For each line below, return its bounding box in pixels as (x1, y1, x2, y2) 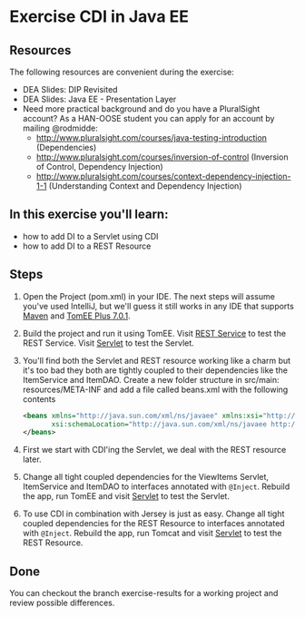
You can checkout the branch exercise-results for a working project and (9, 588, 279, 599)
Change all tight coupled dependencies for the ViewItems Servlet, (22, 472, 270, 483)
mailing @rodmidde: (22, 122, 98, 133)
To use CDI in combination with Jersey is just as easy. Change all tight (22, 508, 285, 519)
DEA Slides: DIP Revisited (22, 84, 118, 94)
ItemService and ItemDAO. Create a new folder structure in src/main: (22, 374, 280, 385)
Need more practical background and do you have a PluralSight (22, 103, 261, 114)
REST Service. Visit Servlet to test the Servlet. (22, 338, 195, 348)
